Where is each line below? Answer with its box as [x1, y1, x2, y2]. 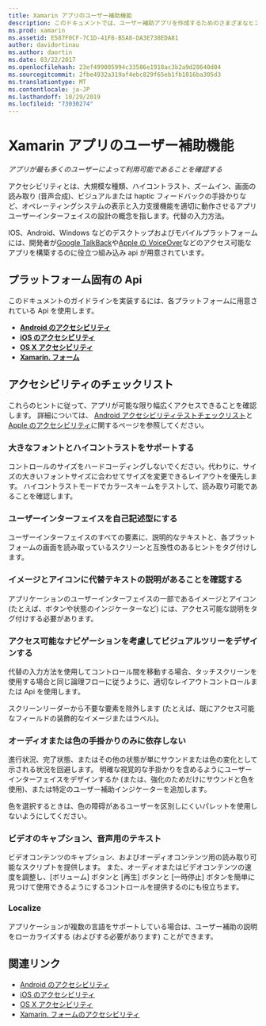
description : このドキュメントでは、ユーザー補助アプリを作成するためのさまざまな [8, 19, 249, 27]
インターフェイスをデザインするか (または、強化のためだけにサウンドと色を [8, 774, 255, 784]
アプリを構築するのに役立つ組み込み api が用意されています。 [8, 248, 208, 258]
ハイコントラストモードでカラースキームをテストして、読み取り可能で [23, 481, 251, 490]
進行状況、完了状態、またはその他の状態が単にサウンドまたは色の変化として [8, 755, 258, 764]
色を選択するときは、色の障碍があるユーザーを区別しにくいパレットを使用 [8, 801, 251, 811]
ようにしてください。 [21, 811, 91, 821]
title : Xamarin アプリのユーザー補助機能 [8, 11, 132, 20]
